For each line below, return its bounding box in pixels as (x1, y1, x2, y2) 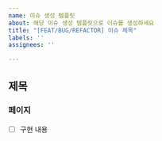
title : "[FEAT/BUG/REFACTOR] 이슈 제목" (8, 26, 137, 34)
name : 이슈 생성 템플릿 (8, 11, 75, 20)
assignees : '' (8, 41, 56, 49)
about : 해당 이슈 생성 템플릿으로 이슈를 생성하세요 (8, 19, 155, 27)
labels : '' (8, 33, 44, 42)
